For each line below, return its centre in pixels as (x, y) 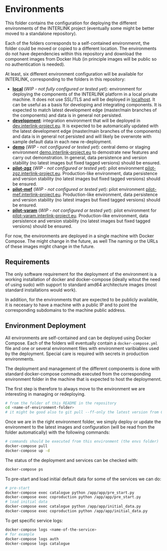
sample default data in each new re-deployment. (62, 141)
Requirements (27, 262)
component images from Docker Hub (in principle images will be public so (81, 59)
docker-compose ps (24, 469)
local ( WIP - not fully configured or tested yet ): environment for (77, 89)
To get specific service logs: (34, 520)
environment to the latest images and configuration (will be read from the (80, 427)
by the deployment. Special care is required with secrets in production (77, 354)
